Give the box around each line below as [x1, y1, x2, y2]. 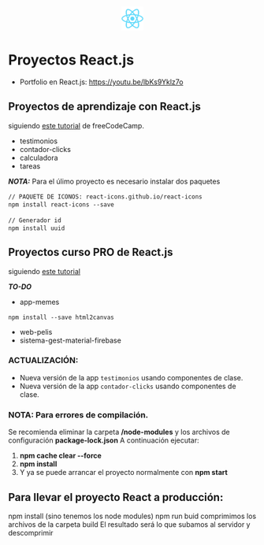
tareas [19, 161, 41, 171]
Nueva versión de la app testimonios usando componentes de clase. [19, 373, 244, 382]
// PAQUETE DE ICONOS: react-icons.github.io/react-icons [8, 192, 203, 201]
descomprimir [8, 528, 54, 537]
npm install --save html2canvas [8, 313, 114, 321]
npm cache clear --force [19, 451, 102, 461]
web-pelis [19, 327, 53, 336]
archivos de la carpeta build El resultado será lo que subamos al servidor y [8, 519, 251, 529]
